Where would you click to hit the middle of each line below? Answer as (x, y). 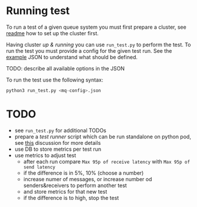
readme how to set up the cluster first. (52, 33)
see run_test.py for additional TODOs (61, 130)
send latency (39, 167)
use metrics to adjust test (45, 155)
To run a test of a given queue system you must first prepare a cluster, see (96, 27)
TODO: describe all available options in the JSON (66, 68)
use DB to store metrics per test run (58, 149)
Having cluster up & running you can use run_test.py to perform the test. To (98, 45)
